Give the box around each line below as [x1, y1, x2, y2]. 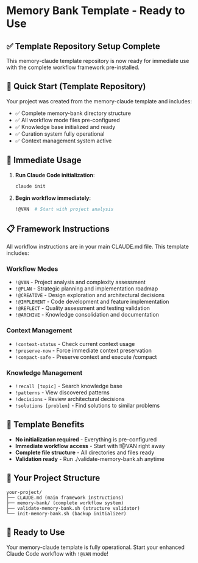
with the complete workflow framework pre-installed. [6, 64, 140, 71]
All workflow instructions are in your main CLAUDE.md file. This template [6, 243, 189, 251]
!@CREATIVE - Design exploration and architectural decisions [15, 292, 165, 299]
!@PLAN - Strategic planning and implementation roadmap [15, 285, 158, 292]
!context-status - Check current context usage [15, 340, 135, 347]
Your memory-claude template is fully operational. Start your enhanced [6, 543, 185, 551]
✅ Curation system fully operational [15, 130, 105, 138]
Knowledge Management [6, 368, 83, 377]
